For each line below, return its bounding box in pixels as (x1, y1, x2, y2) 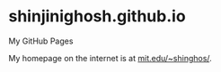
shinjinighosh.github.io (8, 6, 186, 27)
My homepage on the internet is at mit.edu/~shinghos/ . (8, 52, 212, 63)
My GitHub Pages (8, 36, 74, 46)
